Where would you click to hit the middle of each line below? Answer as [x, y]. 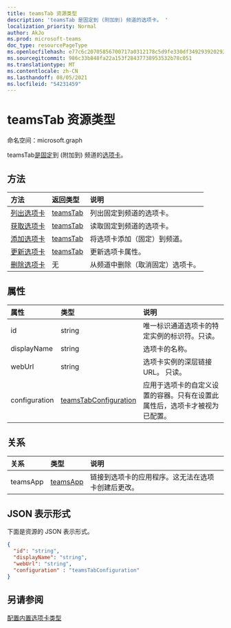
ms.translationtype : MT [41, 65]
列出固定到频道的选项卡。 [131, 213]
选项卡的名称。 [167, 349]
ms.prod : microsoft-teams [44, 39]
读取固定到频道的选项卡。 [131, 226]
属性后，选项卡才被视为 [181, 405]
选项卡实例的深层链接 [178, 362]
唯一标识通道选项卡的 [178, 325]
